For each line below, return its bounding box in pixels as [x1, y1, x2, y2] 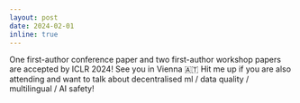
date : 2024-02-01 [9, 21, 75, 30]
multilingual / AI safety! [9, 83, 95, 94]
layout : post [9, 13, 59, 22]
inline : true [9, 30, 59, 39]
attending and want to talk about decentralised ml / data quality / [9, 73, 250, 85]
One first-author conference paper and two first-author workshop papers [9, 55, 282, 65]
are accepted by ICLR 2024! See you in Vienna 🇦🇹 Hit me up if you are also [9, 64, 291, 74]
